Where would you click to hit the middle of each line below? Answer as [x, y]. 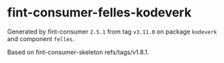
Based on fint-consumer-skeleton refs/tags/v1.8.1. [78, 52]
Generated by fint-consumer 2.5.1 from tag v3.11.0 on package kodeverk [112, 32]
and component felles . [41, 38]
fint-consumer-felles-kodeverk [100, 13]
